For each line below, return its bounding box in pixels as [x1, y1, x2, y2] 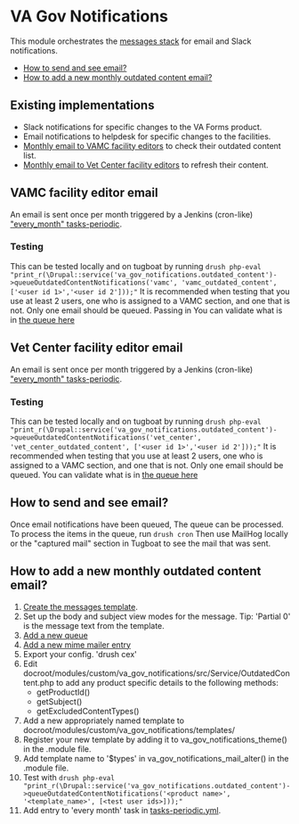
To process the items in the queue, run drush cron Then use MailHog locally [10, 528, 288, 539]
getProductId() [36, 687, 91, 697]
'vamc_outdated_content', [181, 278, 278, 287]
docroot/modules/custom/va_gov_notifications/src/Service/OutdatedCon [22, 667, 290, 679]
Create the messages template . [22, 601, 139, 612]
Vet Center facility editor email [10, 341, 183, 356]
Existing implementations [10, 98, 155, 113]
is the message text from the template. [22, 620, 166, 630]
